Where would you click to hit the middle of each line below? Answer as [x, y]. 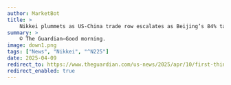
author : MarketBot [33, 13]
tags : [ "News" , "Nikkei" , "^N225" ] [58, 52]
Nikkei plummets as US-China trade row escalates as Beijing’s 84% [118, 26]
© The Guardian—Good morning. [63, 39]
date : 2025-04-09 [32, 58]
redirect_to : [26, 64]
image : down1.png [32, 45]
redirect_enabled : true [41, 71]
